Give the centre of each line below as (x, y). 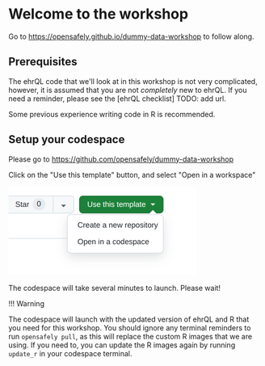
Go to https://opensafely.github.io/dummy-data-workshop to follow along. (131, 36)
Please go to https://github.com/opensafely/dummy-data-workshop (121, 159)
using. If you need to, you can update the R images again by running (122, 345)
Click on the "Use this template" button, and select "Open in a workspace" (132, 175)
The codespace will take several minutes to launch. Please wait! (114, 288)
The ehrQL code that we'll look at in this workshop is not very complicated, (133, 81)
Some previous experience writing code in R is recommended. (112, 114)
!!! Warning (26, 303)
